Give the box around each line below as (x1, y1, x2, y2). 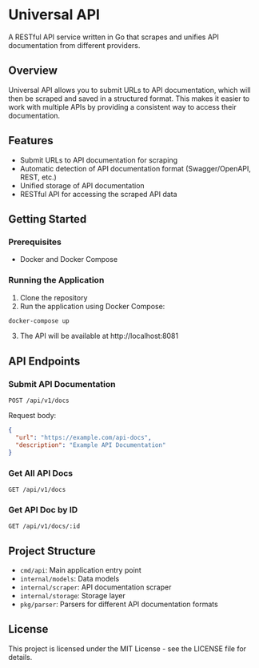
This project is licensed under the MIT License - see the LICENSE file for (8, 643, 246, 654)
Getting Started (8, 212, 87, 226)
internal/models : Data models (19, 574, 120, 584)
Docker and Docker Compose (19, 255, 118, 264)
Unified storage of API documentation (19, 180, 145, 190)
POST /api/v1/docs (8, 396, 70, 405)
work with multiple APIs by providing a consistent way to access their (8, 102, 237, 111)
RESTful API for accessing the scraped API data (19, 189, 177, 199)
